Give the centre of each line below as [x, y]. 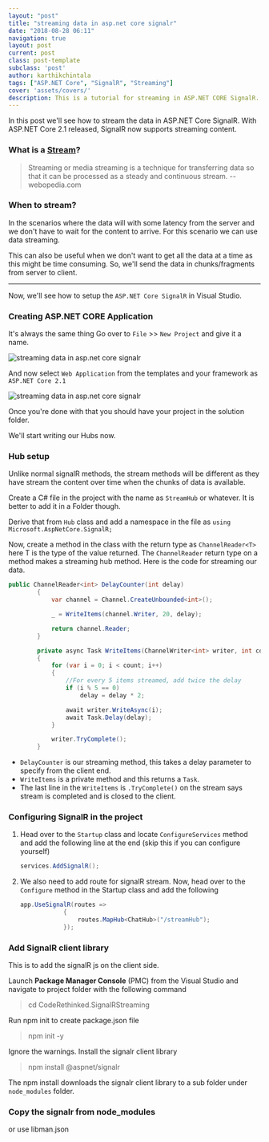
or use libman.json [39, 1129]
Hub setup [29, 457]
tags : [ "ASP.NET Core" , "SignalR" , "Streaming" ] [91, 83]
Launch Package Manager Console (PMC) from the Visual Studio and [123, 981]
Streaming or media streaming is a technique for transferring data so [141, 167]
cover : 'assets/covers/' [50, 90]
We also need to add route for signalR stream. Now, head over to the [132, 882]
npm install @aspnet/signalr [74, 1067]
